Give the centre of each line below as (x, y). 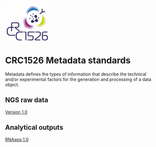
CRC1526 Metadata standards (68, 60)
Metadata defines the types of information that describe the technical (76, 74)
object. (12, 84)
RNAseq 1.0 (17, 139)
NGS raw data (27, 100)
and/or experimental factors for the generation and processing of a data (78, 79)
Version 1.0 (16, 112)
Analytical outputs (34, 128)
